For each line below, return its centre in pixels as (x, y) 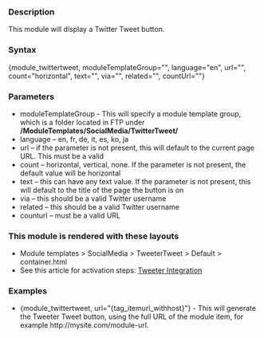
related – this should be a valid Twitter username (99, 206)
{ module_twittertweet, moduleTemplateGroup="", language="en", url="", (127, 67)
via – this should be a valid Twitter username (93, 198)
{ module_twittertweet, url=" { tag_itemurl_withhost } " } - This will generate (138, 309)
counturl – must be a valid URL (70, 215)
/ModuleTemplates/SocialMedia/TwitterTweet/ (99, 131)
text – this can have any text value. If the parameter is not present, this (135, 181)
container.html (43, 262)
